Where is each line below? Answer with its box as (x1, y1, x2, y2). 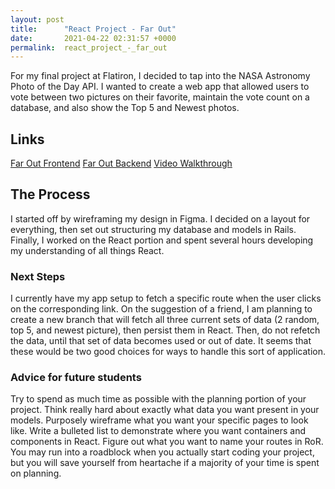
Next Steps (10, 269, 66, 283)
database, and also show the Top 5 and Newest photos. (10, 102, 240, 114)
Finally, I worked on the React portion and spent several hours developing (10, 234, 314, 246)
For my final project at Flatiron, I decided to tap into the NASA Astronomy (10, 70, 311, 82)
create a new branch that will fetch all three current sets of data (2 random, (10, 314, 320, 326)
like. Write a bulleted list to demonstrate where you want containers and (10, 425, 307, 437)
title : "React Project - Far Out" (10, 24, 177, 34)
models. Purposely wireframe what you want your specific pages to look (10, 414, 309, 426)
